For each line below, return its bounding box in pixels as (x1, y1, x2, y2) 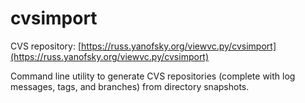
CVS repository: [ (10, 40, 82, 52)
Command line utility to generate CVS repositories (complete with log (10, 70, 296, 82)
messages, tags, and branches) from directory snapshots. (10, 80, 250, 92)
